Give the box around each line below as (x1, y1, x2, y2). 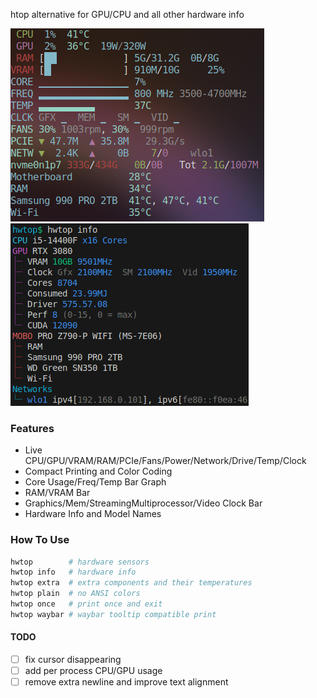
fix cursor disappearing (24, 654, 122, 666)
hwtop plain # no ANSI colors (10, 589, 141, 599)
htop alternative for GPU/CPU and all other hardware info (10, 9, 245, 20)
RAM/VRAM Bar (24, 487, 91, 499)
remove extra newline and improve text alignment (24, 676, 229, 688)
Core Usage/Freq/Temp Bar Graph (24, 476, 167, 488)
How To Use (10, 533, 70, 547)
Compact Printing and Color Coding (24, 465, 173, 478)
